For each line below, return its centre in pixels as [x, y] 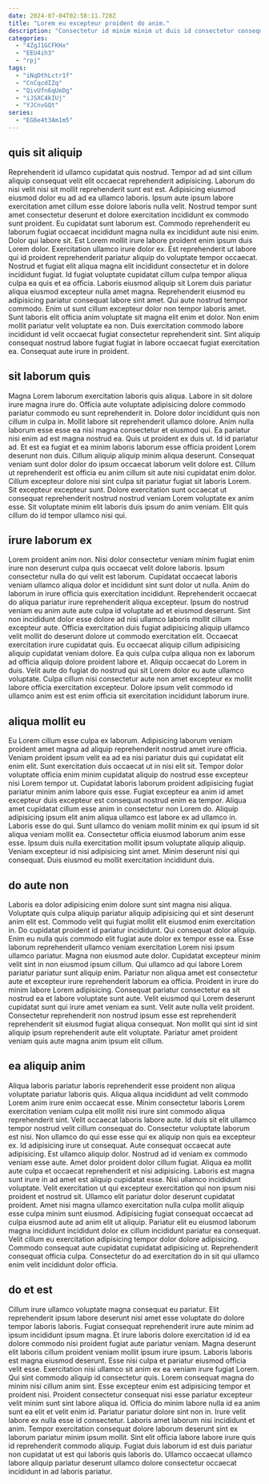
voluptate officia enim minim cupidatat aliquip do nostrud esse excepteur [128, 775]
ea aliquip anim [47, 1066]
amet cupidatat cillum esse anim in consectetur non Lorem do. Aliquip [123, 809]
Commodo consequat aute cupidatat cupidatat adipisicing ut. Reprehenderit [133, 1247]
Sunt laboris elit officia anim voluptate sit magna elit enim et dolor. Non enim [134, 317]
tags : [17, 68]
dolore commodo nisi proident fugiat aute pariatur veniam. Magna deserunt [132, 1343]
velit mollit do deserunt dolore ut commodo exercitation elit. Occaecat [123, 636]
